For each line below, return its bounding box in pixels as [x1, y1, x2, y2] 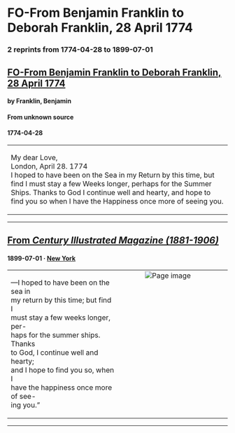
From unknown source [7, 113, 74, 121]
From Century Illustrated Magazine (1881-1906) [7, 234, 219, 246]
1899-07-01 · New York [7, 254, 76, 262]
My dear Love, [10, 152, 58, 162]
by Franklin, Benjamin [7, 97, 72, 106]
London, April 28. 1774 [10, 161, 88, 171]
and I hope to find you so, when [10, 365, 114, 375]
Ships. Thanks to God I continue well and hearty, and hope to [10, 187, 211, 197]
